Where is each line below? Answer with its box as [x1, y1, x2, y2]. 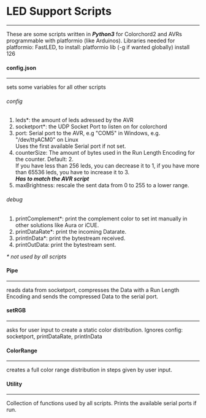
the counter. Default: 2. [15, 155, 74, 163]
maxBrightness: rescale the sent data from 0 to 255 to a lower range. [15, 182, 189, 189]
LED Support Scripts [6, 4, 112, 18]
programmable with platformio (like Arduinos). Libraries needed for [6, 37, 175, 44]
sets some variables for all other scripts [6, 83, 106, 91]
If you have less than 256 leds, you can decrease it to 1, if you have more [15, 162, 200, 169]
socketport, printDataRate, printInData [6, 333, 102, 340]
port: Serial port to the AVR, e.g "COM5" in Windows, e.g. [15, 130, 161, 137]
